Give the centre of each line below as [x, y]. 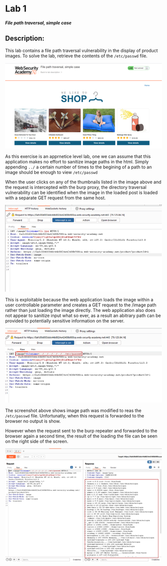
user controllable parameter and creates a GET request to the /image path [81, 305]
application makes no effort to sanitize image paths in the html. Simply [77, 162]
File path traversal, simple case [39, 22]
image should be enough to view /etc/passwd [51, 172]
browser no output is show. [33, 421]
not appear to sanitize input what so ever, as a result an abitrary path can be [83, 315]
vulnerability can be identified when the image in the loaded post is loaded [82, 193]
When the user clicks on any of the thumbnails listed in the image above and [83, 182]
